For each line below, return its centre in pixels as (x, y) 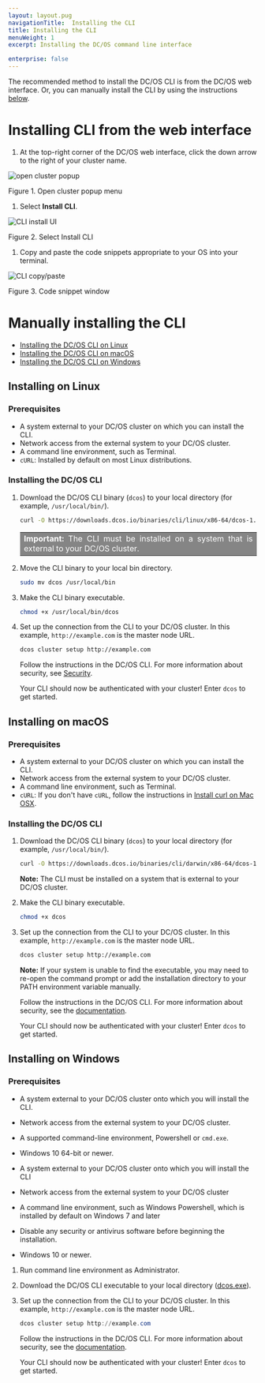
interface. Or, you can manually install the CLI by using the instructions (123, 90)
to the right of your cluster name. (73, 160)
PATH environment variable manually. (80, 987)
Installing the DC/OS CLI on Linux (74, 345)
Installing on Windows (64, 1059)
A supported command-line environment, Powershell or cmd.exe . (124, 1138)
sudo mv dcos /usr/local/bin (67, 582)
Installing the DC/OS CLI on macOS (77, 353)
